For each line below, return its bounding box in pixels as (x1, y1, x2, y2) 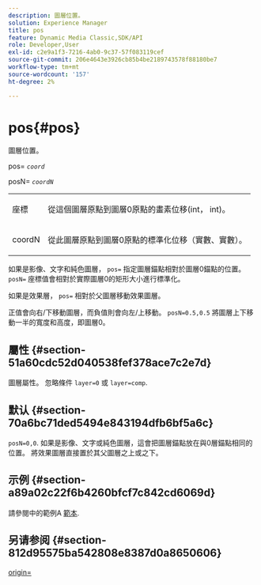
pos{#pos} (8, 119, 81, 137)
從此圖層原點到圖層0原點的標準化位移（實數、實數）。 (47, 235, 248, 246)
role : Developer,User (8, 41, 80, 49)
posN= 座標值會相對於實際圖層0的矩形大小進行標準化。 (8, 274, 185, 284)
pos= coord (8, 161, 45, 171)
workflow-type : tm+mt (8, 63, 80, 71)
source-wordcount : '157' (8, 70, 90, 78)
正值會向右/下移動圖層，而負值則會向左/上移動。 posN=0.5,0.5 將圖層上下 (8, 308, 247, 317)
